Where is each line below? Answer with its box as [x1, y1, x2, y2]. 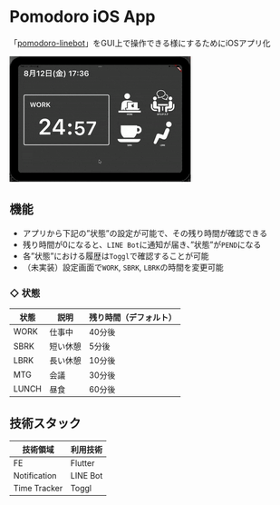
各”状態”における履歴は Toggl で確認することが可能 [22, 250, 209, 261]
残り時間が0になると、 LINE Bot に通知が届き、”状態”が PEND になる [22, 239, 262, 250]
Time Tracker [13, 483, 63, 494]
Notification [13, 470, 57, 481]
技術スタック [9, 415, 82, 431]
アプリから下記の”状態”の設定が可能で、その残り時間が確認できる [22, 227, 268, 238]
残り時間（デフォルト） [89, 312, 177, 322]
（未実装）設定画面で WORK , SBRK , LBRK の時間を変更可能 [22, 262, 224, 272]
